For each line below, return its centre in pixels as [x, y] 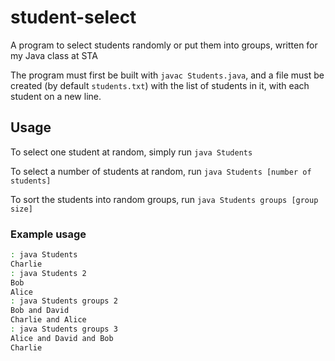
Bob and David [40, 311]
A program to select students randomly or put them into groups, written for [164, 45]
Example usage [48, 234]
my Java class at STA [54, 55]
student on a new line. [56, 96]
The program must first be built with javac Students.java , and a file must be [167, 75]
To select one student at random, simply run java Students [131, 152]
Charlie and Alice [48, 320]
